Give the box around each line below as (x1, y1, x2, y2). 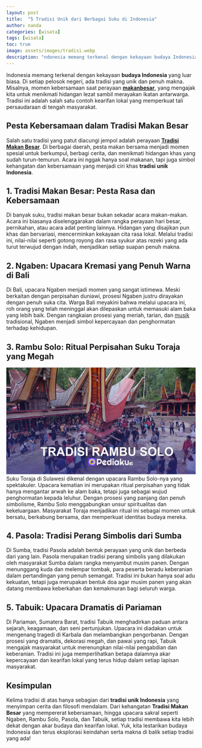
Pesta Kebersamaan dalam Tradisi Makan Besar (6, 121, 189, 131)
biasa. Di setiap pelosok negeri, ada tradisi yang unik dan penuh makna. (6, 78, 185, 85)
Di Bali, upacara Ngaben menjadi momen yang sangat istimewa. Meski (6, 286, 180, 293)
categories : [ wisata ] (6, 29, 61, 35)
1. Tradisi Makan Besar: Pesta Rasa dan (6, 186, 156, 196)
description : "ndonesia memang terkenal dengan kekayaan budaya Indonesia (6, 54, 198, 60)
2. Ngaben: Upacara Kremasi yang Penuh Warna (6, 260, 191, 271)
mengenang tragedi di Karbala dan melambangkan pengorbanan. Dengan (6, 631, 189, 639)
